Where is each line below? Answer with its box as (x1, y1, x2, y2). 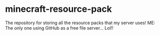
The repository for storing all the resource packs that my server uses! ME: (5, 20, 156, 26)
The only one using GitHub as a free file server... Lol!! (5, 25, 114, 31)
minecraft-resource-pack (5, 3, 112, 15)
